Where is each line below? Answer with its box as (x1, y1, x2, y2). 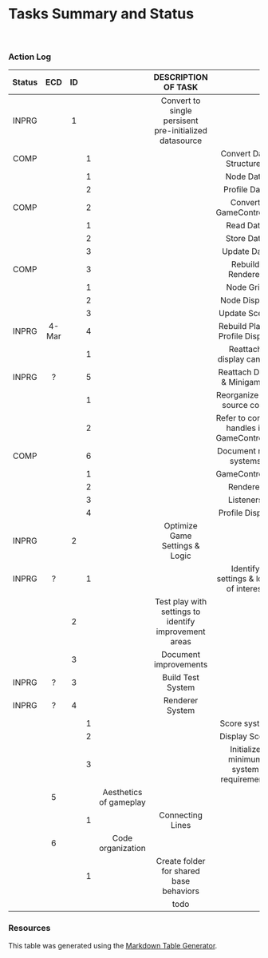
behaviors (162, 885, 199, 897)
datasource (159, 135, 203, 146)
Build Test (162, 672, 199, 683)
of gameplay (99, 797, 146, 808)
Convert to (160, 95, 201, 106)
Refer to (215, 413, 246, 424)
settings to (160, 606, 201, 617)
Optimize (164, 521, 198, 532)
